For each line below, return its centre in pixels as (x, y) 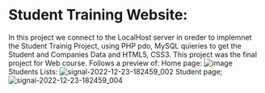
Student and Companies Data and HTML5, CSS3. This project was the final (132, 54)
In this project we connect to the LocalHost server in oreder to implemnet (130, 37)
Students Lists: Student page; (116, 71)
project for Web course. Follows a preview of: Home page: (105, 63)
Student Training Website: (98, 15)
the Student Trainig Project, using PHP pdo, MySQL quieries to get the (125, 45)
